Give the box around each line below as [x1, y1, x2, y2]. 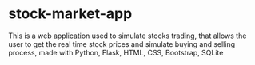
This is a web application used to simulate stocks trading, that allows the [8, 31, 247, 40]
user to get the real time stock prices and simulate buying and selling [8, 39, 236, 48]
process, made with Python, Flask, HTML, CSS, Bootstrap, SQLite [8, 48, 224, 57]
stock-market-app [8, 5, 133, 23]
